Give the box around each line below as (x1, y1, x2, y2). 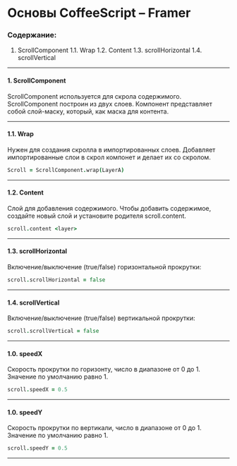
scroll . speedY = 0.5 (7, 445, 68, 452)
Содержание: (7, 30, 57, 40)
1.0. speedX (7, 349, 43, 357)
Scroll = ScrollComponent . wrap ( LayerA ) (7, 166, 125, 173)
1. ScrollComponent (7, 76, 66, 85)
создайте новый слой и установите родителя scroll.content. (7, 211, 187, 220)
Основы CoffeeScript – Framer (7, 5, 191, 21)
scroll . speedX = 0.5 (7, 386, 68, 393)
